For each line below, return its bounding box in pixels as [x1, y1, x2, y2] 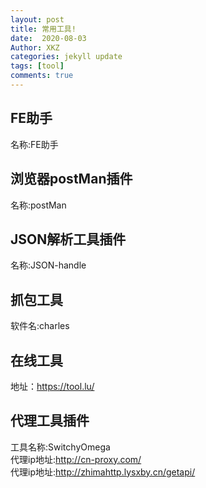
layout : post [10, 14, 65, 25]
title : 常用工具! [10, 24, 77, 34]
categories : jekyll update [10, 52, 123, 62]
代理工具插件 [10, 412, 90, 430]
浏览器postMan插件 [10, 171, 133, 188]
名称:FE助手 [10, 138, 59, 150]
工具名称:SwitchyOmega [10, 441, 111, 453]
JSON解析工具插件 [10, 231, 127, 248]
